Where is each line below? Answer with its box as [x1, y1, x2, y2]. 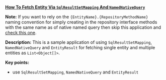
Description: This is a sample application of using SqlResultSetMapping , [5, 39, 152, 45]
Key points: [5, 60, 29, 65]
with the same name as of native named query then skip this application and [5, 24, 162, 30]
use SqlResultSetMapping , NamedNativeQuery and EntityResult [12, 69, 139, 75]
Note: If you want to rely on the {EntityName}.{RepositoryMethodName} [5, 14, 148, 19]
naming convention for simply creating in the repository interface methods [5, 19, 158, 25]
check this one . [5, 30, 37, 35]
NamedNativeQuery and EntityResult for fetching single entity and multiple [5, 45, 156, 50]
